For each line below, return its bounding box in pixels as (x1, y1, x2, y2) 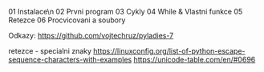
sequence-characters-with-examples (8, 55, 132, 64)
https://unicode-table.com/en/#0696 (133, 55, 256, 64)
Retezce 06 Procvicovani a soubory (8, 15, 126, 25)
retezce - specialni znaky (8, 46, 92, 55)
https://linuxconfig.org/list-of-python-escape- (93, 46, 246, 55)
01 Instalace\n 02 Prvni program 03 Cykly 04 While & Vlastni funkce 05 (8, 7, 243, 16)
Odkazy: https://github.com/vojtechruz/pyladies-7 (8, 31, 174, 40)
